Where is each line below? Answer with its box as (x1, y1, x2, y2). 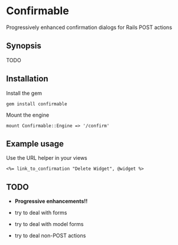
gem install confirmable (6, 101, 67, 107)
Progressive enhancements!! (14, 198, 88, 205)
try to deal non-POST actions (14, 232, 86, 239)
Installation (6, 74, 48, 84)
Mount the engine (6, 111, 49, 118)
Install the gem (6, 89, 43, 96)
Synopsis (6, 41, 41, 51)
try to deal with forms (14, 209, 67, 217)
